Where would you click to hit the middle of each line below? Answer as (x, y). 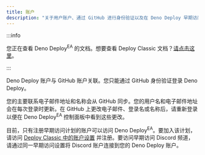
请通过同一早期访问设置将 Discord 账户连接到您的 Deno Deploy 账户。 (94, 145)
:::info (13, 35)
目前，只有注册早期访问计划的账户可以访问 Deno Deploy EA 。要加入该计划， (101, 129)
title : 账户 (20, 12)
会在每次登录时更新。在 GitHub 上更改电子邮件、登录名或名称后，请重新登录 (102, 109)
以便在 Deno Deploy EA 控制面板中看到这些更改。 (67, 116)
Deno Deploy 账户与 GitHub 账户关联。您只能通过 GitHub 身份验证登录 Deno (102, 81)
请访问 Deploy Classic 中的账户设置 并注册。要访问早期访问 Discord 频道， (100, 138)
